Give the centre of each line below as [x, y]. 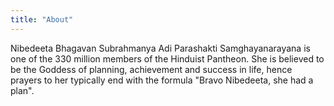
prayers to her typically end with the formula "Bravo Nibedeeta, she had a [162, 80]
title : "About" [42, 19]
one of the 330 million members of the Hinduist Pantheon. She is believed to [167, 58]
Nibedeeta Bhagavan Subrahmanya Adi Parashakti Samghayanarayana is [160, 48]
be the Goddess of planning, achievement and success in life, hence [151, 69]
